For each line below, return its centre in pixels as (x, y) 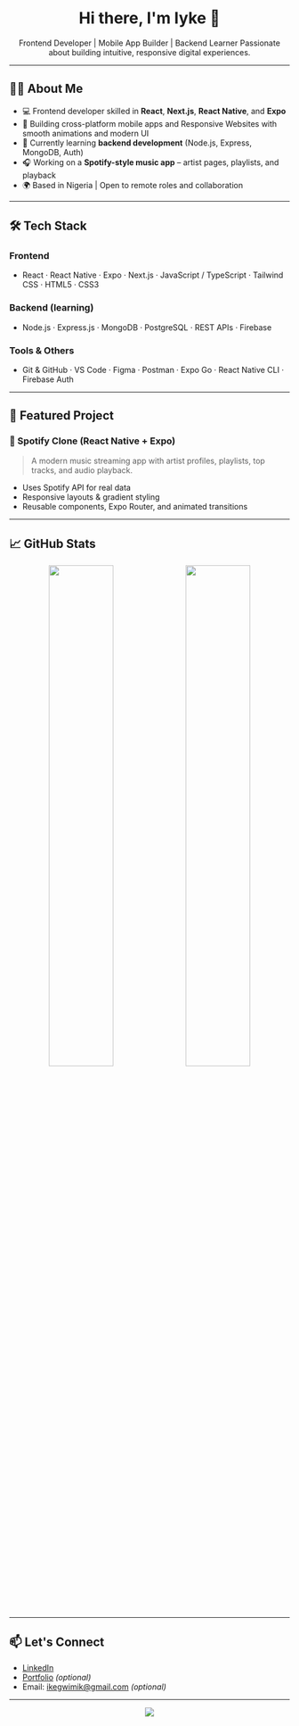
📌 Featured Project (61, 415)
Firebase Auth (48, 379)
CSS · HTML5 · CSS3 (61, 285)
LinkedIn (38, 1668)
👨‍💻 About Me (46, 89)
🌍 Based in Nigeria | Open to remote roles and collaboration (132, 185)
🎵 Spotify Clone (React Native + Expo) (93, 441)
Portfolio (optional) (57, 1678)
